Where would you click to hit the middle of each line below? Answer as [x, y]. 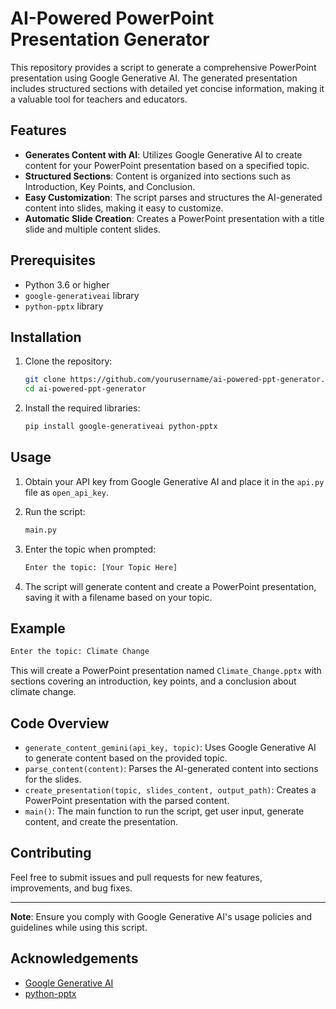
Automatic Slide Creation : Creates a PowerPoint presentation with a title [174, 218]
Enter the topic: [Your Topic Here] [101, 567]
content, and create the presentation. [101, 822]
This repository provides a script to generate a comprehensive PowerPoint [163, 67]
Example [38, 628]
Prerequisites [53, 260]
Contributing [51, 853]
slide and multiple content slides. [92, 229]
